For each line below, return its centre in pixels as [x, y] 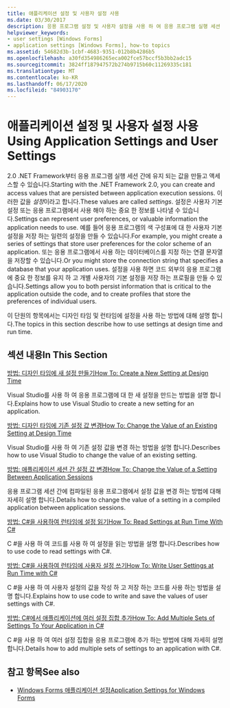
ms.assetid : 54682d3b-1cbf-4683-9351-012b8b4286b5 [81, 52]
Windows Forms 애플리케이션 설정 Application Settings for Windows [111, 690]
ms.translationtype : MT [41, 71]
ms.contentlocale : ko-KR [43, 77]
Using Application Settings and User [113, 141]
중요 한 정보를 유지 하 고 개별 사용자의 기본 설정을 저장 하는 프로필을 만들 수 [115, 278]
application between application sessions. [66, 507]
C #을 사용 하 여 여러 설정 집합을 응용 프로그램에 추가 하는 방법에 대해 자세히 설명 [115, 639]
